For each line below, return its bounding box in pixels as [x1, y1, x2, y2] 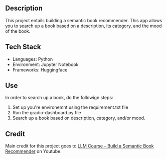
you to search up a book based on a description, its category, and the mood [5, 23, 162, 29]
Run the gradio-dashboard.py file [12, 110, 81, 116]
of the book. [5, 28, 31, 34]
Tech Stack [5, 43, 41, 51]
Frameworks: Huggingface [12, 66, 68, 72]
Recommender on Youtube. [5, 148, 62, 154]
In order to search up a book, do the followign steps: [5, 95, 114, 101]
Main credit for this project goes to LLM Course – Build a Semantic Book [5, 143, 154, 149]
